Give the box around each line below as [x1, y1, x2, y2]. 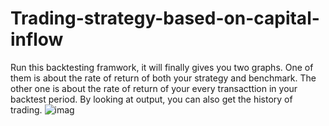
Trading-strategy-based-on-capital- [10, 7, 320, 30]
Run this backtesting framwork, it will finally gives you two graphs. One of [10, 61, 314, 73]
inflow [10, 28, 64, 51]
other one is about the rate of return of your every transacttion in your [10, 82, 298, 94]
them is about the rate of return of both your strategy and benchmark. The [10, 72, 317, 84]
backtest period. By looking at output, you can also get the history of [10, 93, 293, 105]
